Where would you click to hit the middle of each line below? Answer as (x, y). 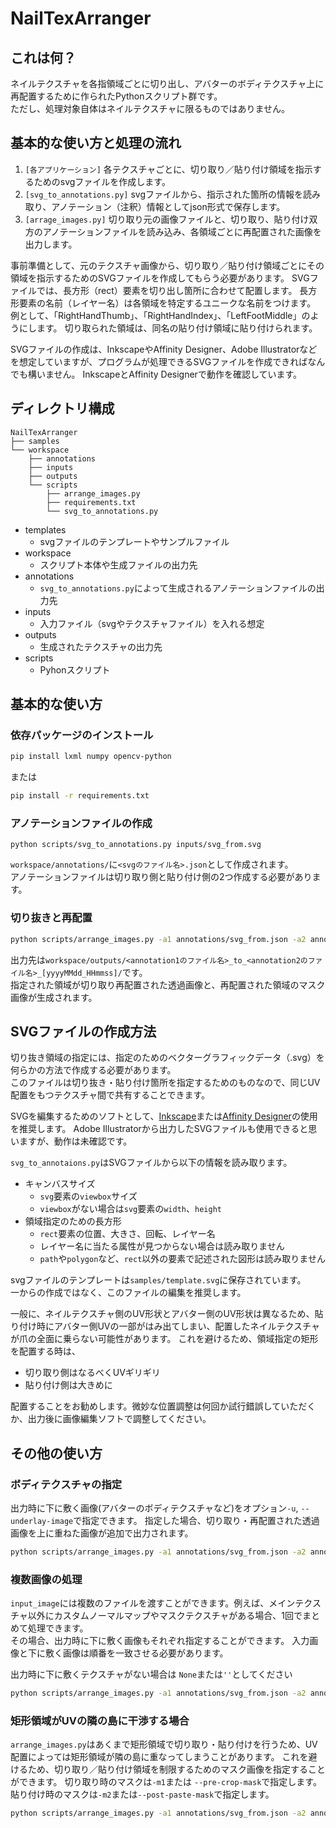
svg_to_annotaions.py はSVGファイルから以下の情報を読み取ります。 (151, 1163)
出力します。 (51, 244)
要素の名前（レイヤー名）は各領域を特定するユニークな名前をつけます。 (167, 303)
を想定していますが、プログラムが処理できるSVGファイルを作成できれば (159, 361)
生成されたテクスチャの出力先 (101, 646)
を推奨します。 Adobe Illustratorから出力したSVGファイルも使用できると (159, 1129)
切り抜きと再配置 (51, 918)
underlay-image (42, 1522)
